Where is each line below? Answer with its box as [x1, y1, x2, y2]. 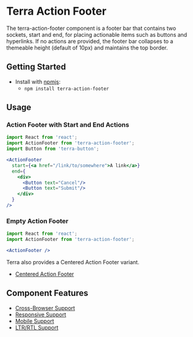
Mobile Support [15, 317, 55, 325]
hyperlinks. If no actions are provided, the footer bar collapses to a [6, 37, 174, 45]
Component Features [6, 288, 88, 298]
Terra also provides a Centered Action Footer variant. [6, 258, 140, 265]
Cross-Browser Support [15, 304, 75, 311]
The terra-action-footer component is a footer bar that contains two [6, 24, 177, 32]
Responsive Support [15, 311, 66, 318]
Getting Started [6, 62, 66, 72]
